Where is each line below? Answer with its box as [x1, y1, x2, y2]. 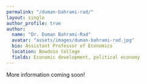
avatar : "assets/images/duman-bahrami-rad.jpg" [12, 37, 135, 43]
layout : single [6, 15, 45, 21]
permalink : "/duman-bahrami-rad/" [6, 9, 94, 15]
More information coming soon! [6, 71, 85, 78]
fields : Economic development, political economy [12, 54, 140, 60]
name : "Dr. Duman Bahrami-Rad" [12, 32, 91, 38]
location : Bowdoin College [12, 49, 80, 55]
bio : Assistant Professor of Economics [12, 43, 113, 49]
